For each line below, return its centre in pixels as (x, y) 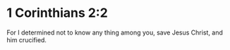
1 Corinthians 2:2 (57, 13)
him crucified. (27, 39)
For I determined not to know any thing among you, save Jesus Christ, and (115, 32)
